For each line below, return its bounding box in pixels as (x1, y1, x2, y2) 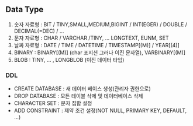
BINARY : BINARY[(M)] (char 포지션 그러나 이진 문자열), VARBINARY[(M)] (13, 49, 185, 56)
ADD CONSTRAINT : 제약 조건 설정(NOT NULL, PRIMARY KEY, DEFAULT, (13, 107, 187, 114)
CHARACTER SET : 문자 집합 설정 (13, 100, 92, 107)
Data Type (5, 5, 44, 15)
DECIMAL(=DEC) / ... (13, 27, 64, 34)
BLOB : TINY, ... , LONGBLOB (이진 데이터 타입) (13, 56, 125, 63)
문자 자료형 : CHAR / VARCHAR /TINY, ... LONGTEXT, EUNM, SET (13, 34, 169, 41)
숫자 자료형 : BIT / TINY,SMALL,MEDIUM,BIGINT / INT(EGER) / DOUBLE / (13, 20, 188, 28)
